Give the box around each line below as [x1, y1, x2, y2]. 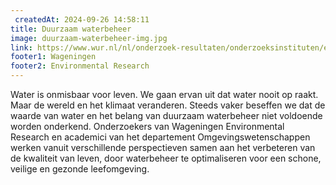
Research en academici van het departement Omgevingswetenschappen [10, 131, 311, 143]
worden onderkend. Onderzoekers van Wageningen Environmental [10, 121, 285, 132]
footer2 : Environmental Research [10, 61, 150, 71]
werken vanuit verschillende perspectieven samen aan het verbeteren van [10, 142, 316, 153]
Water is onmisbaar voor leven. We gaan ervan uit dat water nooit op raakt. [10, 89, 319, 100]
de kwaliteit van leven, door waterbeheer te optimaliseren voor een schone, [10, 152, 322, 164]
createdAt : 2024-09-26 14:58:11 [14, 14, 150, 25]
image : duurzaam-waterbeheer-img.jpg [10, 33, 168, 43]
